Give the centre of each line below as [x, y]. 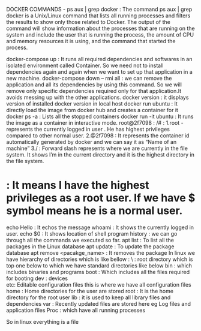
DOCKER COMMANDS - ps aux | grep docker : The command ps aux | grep [99, 9]
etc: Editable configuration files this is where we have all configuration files [99, 284]
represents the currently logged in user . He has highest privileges [88, 129]
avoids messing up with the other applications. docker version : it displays [97, 97]
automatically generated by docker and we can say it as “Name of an [91, 142]
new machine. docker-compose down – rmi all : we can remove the [89, 78]
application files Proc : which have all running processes [76, 310]
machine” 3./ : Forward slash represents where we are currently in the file [97, 148]
